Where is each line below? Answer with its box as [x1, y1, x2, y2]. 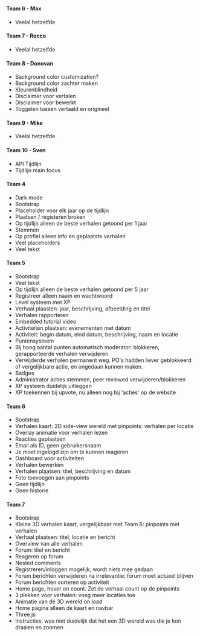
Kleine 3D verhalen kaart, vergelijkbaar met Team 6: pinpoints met [15, 521, 180, 528]
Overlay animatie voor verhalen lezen [15, 429, 108, 437]
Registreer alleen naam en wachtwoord [15, 292, 113, 300]
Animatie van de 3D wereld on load [15, 598, 103, 605]
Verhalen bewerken [15, 461, 64, 469]
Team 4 [6, 181, 26, 188]
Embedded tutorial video [15, 318, 77, 326]
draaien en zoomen [15, 624, 63, 631]
